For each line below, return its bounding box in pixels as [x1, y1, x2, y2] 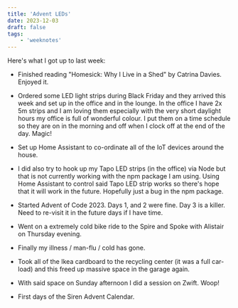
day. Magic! [17, 129, 52, 138]
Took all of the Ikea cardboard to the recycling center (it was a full [17, 257, 211, 266]
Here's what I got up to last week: [7, 56, 106, 65]
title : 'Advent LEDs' [7, 10, 72, 18]
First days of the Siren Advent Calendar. [17, 292, 135, 301]
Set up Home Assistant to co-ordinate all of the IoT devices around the [17, 143, 225, 152]
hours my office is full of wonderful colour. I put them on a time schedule [17, 115, 231, 123]
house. [17, 151, 38, 159]
